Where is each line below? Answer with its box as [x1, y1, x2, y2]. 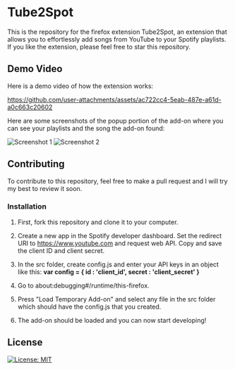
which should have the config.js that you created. [17, 302, 162, 311]
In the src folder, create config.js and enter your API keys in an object [17, 260, 219, 269]
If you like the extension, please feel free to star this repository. [7, 42, 191, 51]
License [7, 336, 43, 349]
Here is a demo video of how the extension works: [7, 82, 154, 90]
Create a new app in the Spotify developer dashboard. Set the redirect [17, 231, 222, 240]
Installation [7, 202, 47, 211]
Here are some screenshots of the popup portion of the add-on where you [7, 116, 224, 125]
